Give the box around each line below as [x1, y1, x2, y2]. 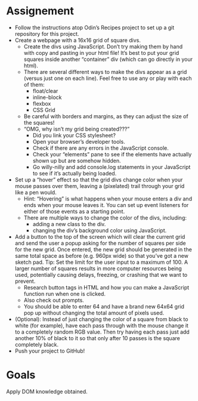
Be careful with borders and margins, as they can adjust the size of [23, 112, 189, 120]
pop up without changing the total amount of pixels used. [23, 309, 165, 316]
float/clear [32, 87, 58, 94]
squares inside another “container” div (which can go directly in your [23, 55, 193, 63]
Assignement [6, 4, 75, 18]
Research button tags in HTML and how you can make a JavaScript [23, 283, 190, 291]
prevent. [14, 277, 36, 285]
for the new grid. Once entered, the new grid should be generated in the [14, 246, 192, 253]
